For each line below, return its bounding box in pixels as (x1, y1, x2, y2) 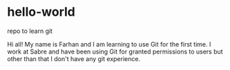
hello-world (7, 4, 76, 20)
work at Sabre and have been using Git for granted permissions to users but (7, 47, 223, 56)
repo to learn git (7, 27, 53, 35)
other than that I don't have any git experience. (7, 54, 140, 62)
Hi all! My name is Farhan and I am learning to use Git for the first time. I (7, 40, 211, 48)
